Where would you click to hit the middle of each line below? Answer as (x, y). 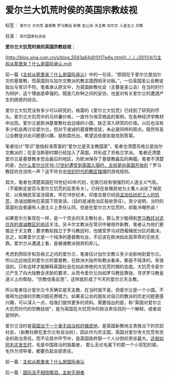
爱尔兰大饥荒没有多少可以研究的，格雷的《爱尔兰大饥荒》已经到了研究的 (80, 110)
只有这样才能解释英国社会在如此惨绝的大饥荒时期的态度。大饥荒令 (87, 266)
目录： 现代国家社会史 (26, 36)
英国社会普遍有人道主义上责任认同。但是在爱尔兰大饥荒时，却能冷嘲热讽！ (82, 207)
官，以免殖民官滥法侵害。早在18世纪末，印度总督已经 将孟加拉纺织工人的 (80, 195)
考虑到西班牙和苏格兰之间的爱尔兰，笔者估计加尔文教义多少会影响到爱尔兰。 (84, 254)
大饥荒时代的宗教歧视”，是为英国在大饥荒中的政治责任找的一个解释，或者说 (83, 308)
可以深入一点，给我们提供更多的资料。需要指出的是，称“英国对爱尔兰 (90, 302)
